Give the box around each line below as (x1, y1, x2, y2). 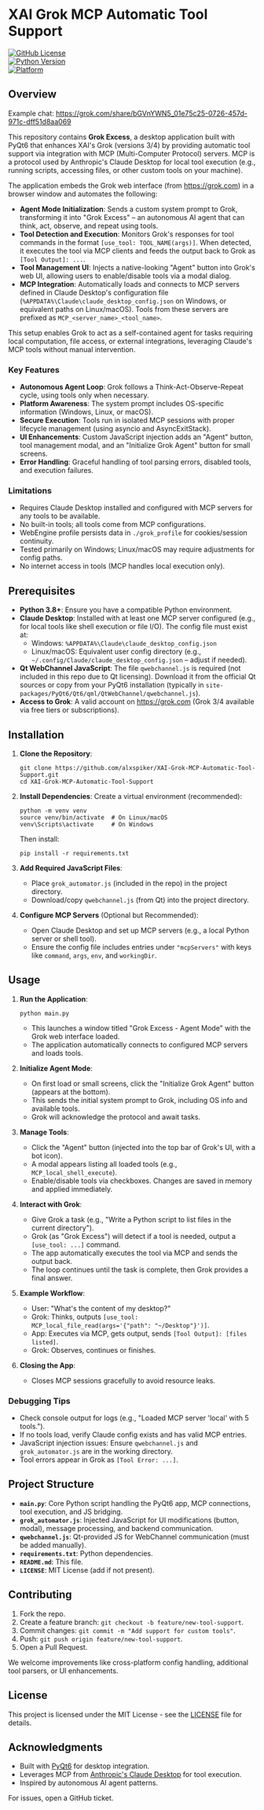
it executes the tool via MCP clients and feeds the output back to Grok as (19, 246, 256, 255)
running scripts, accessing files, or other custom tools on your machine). (8, 165, 244, 174)
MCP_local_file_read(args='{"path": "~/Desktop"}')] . (31, 1320, 210, 1329)
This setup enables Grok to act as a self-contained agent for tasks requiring (8, 328, 253, 337)
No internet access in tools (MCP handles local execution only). (19, 562, 225, 571)
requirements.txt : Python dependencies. (19, 1548, 153, 1558)
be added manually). (19, 1540, 86, 1549)
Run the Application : (19, 994, 88, 1003)
